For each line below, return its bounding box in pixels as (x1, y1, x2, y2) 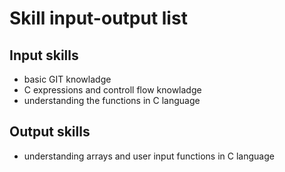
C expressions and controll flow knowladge (23, 84, 202, 96)
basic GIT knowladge (23, 73, 112, 85)
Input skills (9, 47, 79, 64)
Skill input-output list (9, 7, 188, 30)
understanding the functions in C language (23, 95, 201, 106)
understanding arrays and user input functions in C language (23, 150, 275, 162)
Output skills (9, 123, 91, 141)
